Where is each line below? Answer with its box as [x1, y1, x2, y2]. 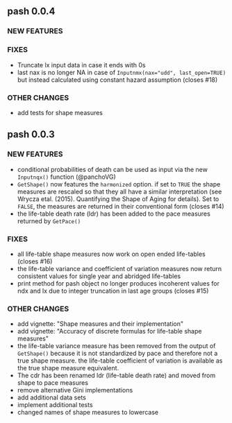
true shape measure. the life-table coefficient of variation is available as [17, 356, 223, 365]
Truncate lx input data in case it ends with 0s [17, 60, 146, 69]
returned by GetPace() [17, 216, 81, 225]
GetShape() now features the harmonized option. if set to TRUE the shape [17, 180, 221, 188]
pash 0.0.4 [7, 6, 56, 17]
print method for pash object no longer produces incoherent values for [17, 279, 220, 287]
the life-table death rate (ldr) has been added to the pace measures [17, 209, 210, 218]
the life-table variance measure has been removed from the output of [17, 342, 216, 350]
